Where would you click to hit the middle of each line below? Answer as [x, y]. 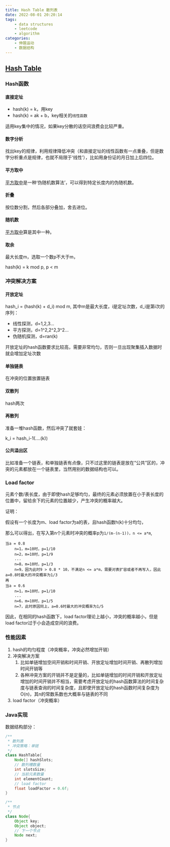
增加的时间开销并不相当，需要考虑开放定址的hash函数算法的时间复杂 [92, 681]
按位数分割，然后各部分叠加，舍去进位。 [47, 207]
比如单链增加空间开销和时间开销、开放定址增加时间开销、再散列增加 [91, 662]
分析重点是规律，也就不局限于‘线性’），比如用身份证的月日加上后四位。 [83, 158]
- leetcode [26, 29]
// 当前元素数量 [29, 774]
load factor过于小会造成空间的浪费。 [43, 623]
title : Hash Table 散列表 [31, 10]
